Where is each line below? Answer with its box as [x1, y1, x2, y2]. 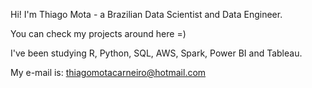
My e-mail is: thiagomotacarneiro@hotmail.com [10, 67, 207, 78]
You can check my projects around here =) [10, 28, 187, 39]
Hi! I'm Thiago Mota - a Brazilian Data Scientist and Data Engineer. [10, 9, 283, 20]
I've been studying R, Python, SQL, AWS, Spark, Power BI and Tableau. [10, 47, 303, 59]
